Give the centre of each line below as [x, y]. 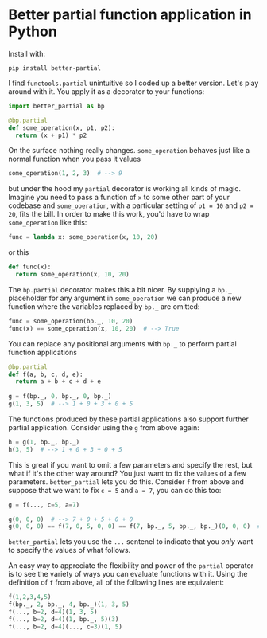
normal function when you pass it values [75, 159]
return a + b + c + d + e [58, 382]
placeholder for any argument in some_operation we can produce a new [125, 298]
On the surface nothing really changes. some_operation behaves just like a [129, 151]
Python [33, 31]
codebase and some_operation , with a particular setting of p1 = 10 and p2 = [131, 205]
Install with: [27, 53]
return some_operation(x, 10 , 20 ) [72, 275]
